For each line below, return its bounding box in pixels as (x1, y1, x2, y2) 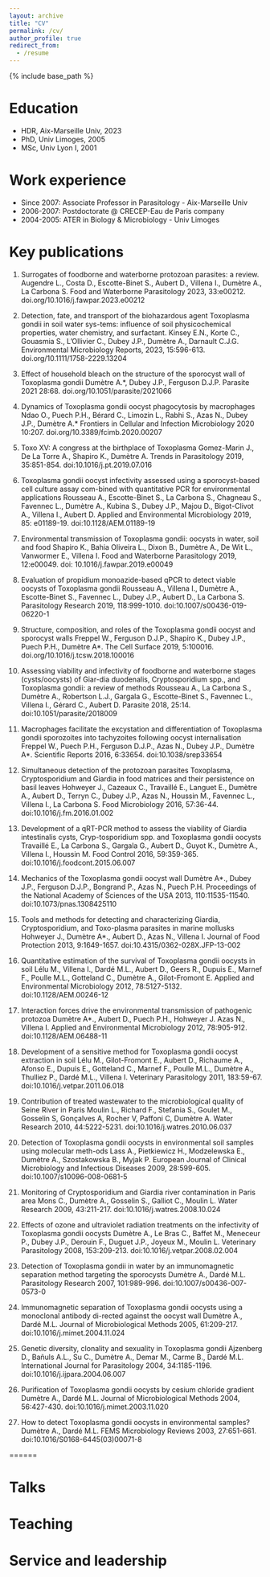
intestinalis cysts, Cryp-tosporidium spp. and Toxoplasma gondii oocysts (20, 832, 262, 842)
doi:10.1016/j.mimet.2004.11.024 (20, 1328, 125, 1337)
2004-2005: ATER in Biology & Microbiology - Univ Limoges (20, 215, 220, 224)
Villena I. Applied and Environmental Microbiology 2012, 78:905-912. (20, 1022, 247, 1032)
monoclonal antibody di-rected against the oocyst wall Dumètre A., (20, 1311, 243, 1321)
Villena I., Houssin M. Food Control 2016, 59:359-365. (20, 849, 199, 858)
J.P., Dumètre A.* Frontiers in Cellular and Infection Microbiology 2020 (20, 419, 255, 428)
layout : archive (9, 11, 63, 20)
